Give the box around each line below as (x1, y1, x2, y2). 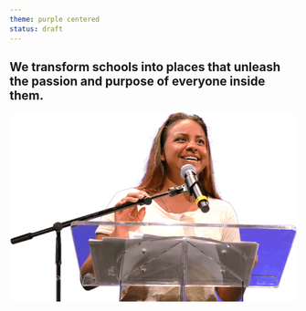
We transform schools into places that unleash (9, 59, 281, 75)
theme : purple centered (9, 15, 100, 24)
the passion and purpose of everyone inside (9, 73, 266, 88)
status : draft (9, 24, 64, 34)
